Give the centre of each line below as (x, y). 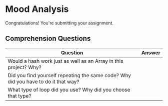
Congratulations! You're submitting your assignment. (59, 23)
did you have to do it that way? (43, 82)
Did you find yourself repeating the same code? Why (69, 75)
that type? (19, 96)
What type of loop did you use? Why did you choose (69, 90)
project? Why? (24, 67)
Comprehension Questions (48, 39)
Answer (151, 52)
